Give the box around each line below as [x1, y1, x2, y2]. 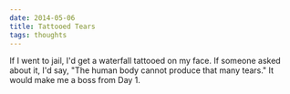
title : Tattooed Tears [9, 22, 96, 31]
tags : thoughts [9, 30, 67, 39]
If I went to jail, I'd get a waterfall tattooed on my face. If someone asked [9, 56, 281, 67]
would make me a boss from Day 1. [9, 75, 141, 86]
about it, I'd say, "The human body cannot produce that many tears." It [9, 65, 274, 76]
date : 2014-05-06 [9, 13, 76, 23]
